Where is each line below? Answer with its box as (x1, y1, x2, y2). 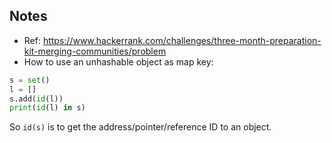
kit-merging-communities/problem (23, 45, 167, 57)
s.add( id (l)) (9, 94, 64, 104)
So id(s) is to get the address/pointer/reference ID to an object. (9, 121, 272, 133)
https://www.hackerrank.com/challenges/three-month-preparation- (42, 34, 322, 46)
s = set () (9, 75, 51, 85)
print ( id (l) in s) (9, 103, 86, 113)
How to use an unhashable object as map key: (23, 55, 214, 68)
